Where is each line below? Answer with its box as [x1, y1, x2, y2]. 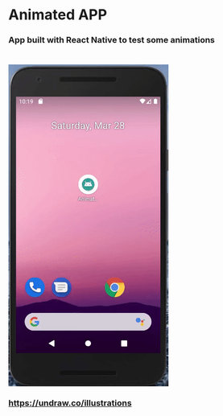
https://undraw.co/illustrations [8, 397, 132, 409]
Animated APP [8, 6, 107, 24]
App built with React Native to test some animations [8, 35, 216, 46]
